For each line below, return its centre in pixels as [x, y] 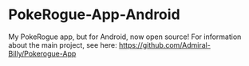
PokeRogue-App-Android [95, 15]
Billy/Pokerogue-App [42, 53]
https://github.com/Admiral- [165, 45]
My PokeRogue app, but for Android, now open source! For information [125, 37]
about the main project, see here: [63, 45]
